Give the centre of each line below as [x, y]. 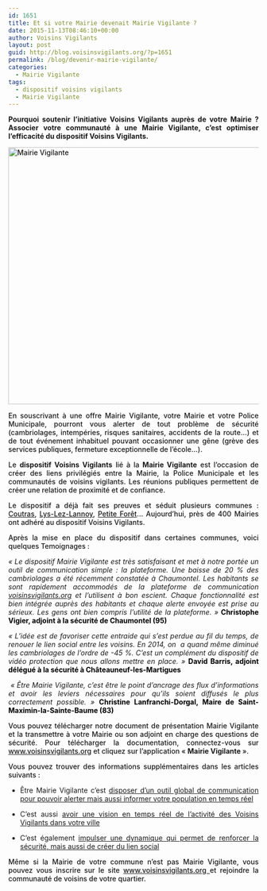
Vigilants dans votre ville [60, 823]
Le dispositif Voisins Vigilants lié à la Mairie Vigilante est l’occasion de [134, 465]
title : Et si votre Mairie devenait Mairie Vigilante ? [103, 23]
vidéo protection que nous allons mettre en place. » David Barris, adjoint [134, 661]
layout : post [30, 45]
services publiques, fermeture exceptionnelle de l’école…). [105, 449]
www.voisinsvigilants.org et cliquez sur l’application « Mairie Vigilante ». [128, 751]
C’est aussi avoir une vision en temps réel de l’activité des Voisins [139, 814]
